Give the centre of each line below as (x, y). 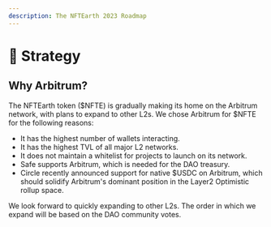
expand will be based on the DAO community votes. (95, 214)
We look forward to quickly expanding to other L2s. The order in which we (132, 206)
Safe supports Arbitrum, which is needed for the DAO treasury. (125, 164)
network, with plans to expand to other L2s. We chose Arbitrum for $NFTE (133, 113)
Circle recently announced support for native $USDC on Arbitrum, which (141, 173)
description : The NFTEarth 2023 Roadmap (78, 16)
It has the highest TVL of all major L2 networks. (99, 147)
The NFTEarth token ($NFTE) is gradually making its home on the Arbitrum (133, 105)
